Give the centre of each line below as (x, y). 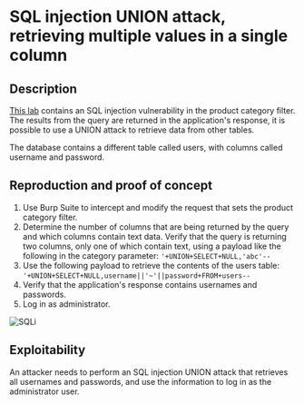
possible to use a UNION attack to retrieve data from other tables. (132, 130)
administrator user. (44, 391)
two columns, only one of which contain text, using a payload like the (152, 246)
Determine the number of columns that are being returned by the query (156, 227)
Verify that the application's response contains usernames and (140, 284)
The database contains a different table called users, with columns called (146, 148)
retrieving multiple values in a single (149, 36)
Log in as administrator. (66, 304)
